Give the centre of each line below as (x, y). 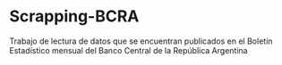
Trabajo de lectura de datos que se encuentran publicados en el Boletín (141, 41)
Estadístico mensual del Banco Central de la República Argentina (128, 50)
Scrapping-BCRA (74, 16)
